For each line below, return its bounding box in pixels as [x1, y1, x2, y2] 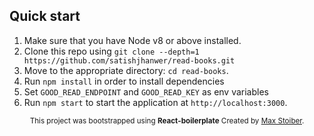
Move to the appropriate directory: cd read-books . [23, 64, 229, 76]
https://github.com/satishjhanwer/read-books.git [23, 55, 236, 66]
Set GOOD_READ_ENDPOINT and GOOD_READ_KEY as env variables [23, 85, 269, 98]
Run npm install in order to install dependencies [23, 75, 225, 87]
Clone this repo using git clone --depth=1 [23, 45, 200, 57]
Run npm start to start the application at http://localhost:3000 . [23, 96, 288, 108]
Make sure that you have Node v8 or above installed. [23, 34, 242, 46]
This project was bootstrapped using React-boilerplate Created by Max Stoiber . [29, 115, 305, 126]
